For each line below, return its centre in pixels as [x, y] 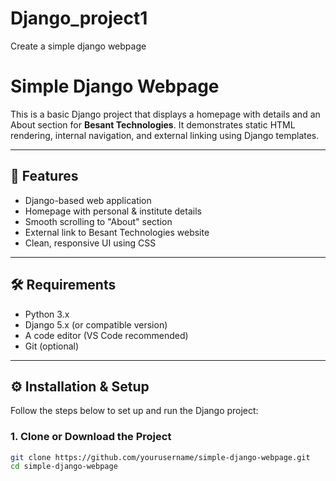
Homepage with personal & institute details [113, 211]
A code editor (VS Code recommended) [106, 335]
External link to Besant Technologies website [117, 232]
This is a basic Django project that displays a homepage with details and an [165, 114]
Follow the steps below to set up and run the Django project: [134, 411]
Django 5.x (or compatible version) [96, 324]
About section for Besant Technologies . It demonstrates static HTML [153, 124]
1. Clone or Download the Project [91, 437]
